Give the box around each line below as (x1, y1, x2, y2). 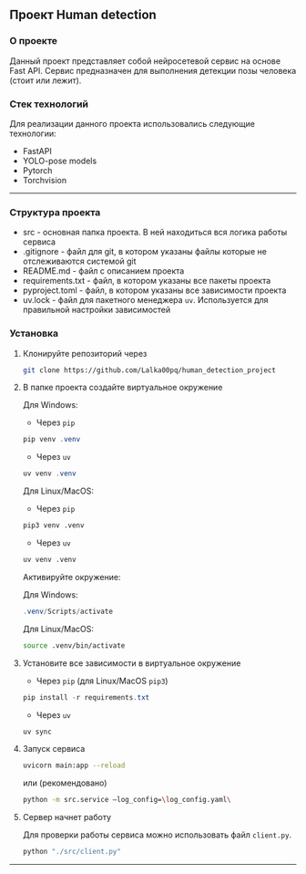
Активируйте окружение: (22, 571, 121, 582)
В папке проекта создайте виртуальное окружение (22, 382, 223, 393)
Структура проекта (9, 205, 101, 218)
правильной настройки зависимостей (22, 305, 171, 316)
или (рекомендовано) (22, 777, 107, 788)
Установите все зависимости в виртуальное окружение (22, 657, 241, 669)
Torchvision (22, 174, 66, 185)
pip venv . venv (22, 435, 81, 444)
